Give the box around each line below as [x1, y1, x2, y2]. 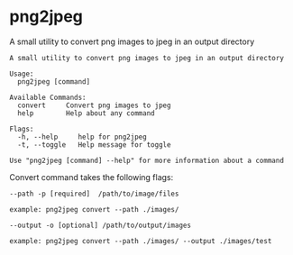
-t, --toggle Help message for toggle [17, 140, 171, 150]
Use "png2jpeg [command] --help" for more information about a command [9, 156, 284, 165]
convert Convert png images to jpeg [17, 101, 171, 110]
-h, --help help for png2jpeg [17, 132, 147, 141]
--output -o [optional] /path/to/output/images [9, 221, 192, 230]
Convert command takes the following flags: [9, 171, 174, 182]
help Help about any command [17, 108, 155, 118]
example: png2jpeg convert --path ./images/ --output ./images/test [9, 236, 272, 245]
